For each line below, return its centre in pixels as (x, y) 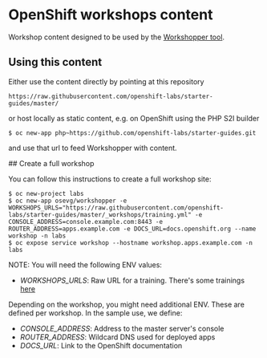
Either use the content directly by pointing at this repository (106, 81)
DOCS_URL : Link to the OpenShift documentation (101, 345)
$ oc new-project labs (46, 193)
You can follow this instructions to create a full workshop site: (110, 179)
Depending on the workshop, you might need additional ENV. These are (126, 304)
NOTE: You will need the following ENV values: (85, 264)
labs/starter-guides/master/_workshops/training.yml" (100, 214)
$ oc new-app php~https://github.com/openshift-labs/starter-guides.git (132, 133)
